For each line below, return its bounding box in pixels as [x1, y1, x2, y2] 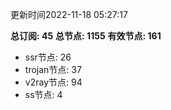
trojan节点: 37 [24, 64, 82, 75]
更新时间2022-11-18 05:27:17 [10, 9, 128, 20]
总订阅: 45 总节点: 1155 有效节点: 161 [10, 30, 162, 42]
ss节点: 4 [24, 89, 63, 100]
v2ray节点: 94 [24, 76, 83, 88]
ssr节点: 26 [24, 51, 72, 63]
